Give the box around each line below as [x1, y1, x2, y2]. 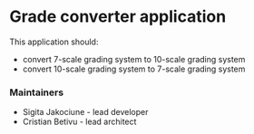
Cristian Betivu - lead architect [22, 116, 137, 128]
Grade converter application [9, 6, 227, 27]
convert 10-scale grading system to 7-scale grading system [22, 63, 246, 74]
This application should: [9, 36, 99, 47]
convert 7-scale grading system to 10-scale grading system [22, 53, 246, 64]
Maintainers [9, 86, 64, 99]
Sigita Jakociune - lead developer [22, 107, 149, 118]
